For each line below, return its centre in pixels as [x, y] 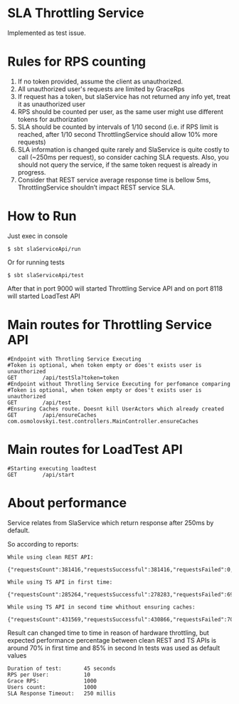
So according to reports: [43, 544]
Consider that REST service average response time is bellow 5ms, [114, 180]
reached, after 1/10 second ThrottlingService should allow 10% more [118, 134]
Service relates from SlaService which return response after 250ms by [111, 522]
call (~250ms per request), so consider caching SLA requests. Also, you [123, 157]
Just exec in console [38, 236]
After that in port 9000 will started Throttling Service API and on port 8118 [115, 288]
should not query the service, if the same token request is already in [117, 165]
